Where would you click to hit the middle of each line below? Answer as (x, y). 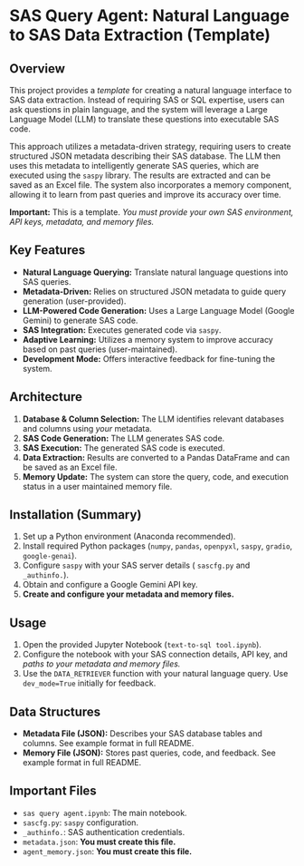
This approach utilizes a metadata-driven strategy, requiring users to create (150, 146)
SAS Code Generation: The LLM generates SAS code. (123, 438)
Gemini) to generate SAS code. (80, 320)
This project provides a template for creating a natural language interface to (151, 90)
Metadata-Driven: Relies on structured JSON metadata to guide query (154, 291)
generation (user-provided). (74, 301)
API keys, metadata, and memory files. (82, 222)
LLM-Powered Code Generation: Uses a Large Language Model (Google (158, 310)
